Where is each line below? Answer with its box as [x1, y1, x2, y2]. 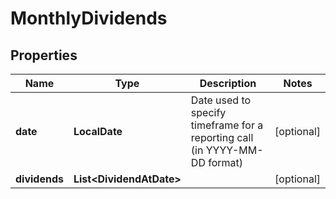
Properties [10, 47, 78, 64]
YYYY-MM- [205, 143, 264, 157]
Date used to [190, 93, 252, 107]
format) [208, 156, 244, 169]
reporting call [190, 131, 254, 144]
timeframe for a [190, 118, 264, 132]
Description [199, 77, 257, 90]
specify [190, 106, 227, 119]
